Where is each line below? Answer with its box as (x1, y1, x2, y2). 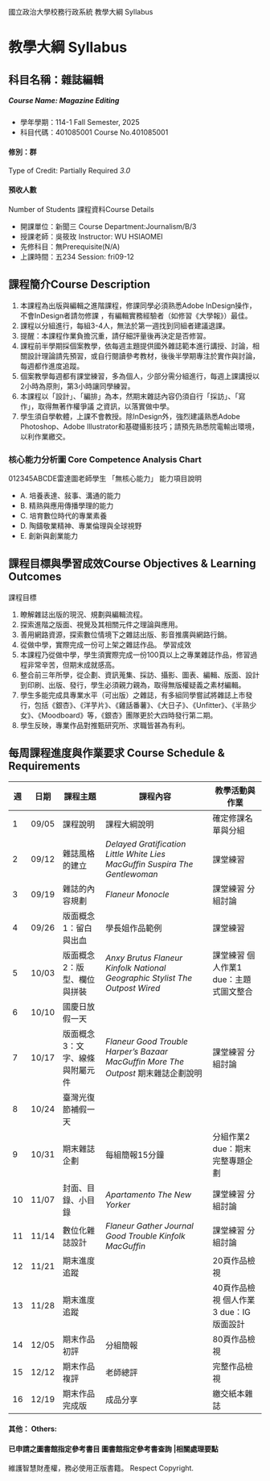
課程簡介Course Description (8, 277, 150, 292)
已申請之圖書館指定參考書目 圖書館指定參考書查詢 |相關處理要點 (8, 1444, 219, 1454)
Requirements (8, 759, 80, 773)
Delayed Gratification (105, 838, 186, 849)
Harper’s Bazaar (105, 1046, 169, 1057)
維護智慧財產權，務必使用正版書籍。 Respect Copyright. (8, 1463, 194, 1473)
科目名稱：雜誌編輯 (8, 73, 104, 86)
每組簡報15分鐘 (105, 1149, 165, 1160)
